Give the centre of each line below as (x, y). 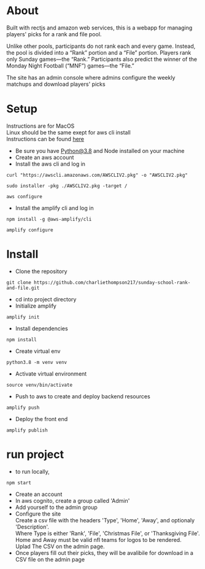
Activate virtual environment (51, 374)
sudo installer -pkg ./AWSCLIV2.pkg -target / (67, 186)
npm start (19, 482)
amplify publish (27, 430)
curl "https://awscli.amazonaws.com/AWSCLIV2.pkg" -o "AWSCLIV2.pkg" (97, 175)
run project (35, 454)
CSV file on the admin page (50, 559)
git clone (19, 282)
